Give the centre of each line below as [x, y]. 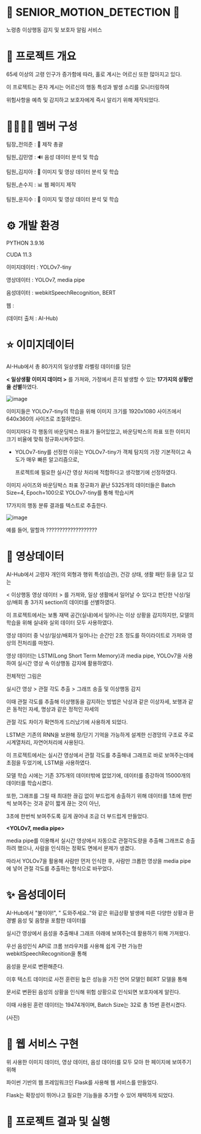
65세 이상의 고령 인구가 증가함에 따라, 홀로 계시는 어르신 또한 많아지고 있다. [94, 74]
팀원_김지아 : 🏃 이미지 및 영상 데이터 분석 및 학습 [62, 172]
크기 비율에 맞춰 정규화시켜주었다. [46, 439]
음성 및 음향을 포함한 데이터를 [52, 920]
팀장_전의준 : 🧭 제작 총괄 [35, 144]
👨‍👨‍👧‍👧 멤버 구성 [42, 127]
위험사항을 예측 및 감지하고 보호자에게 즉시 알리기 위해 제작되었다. [83, 99]
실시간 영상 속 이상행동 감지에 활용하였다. [65, 663]
